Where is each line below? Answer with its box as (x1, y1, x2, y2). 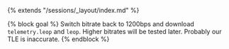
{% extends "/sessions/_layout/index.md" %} (7, 6, 140, 14)
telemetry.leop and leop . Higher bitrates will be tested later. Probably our (7, 28, 222, 36)
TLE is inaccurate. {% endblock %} (7, 35, 110, 43)
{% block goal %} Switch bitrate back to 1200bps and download (7, 20, 195, 28)
